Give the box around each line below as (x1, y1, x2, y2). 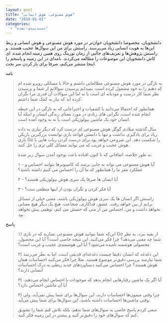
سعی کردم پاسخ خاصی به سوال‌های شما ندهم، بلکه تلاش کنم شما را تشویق (17, 307, 157, 313)
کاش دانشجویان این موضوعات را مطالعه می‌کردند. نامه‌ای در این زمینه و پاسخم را (5, 55, 156, 61)
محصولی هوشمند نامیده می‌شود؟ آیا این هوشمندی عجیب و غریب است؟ (17, 242, 150, 248)
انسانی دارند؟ (17, 267, 43, 273)
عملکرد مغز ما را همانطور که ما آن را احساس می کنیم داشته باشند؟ (17, 167, 143, 173)
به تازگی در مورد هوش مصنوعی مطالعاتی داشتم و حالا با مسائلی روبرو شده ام (17, 80, 163, 86)
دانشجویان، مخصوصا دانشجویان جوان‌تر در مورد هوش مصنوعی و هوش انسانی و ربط (5, 39, 162, 45)
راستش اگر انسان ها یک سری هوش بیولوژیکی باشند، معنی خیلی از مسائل (17, 196, 154, 202)
